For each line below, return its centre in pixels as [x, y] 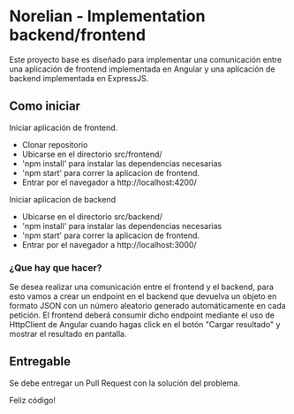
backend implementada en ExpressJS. [79, 78]
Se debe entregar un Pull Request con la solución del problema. [125, 383]
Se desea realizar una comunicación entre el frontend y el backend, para [141, 287]
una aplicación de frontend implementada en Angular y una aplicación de [142, 69]
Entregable [40, 361]
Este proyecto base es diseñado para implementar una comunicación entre [146, 59]
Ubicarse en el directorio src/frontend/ [92, 154]
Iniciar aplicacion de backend [63, 199]
